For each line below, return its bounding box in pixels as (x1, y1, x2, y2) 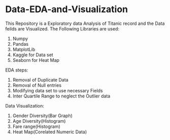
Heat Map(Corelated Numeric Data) (12, 128, 87, 135)
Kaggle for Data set (12, 52, 53, 58)
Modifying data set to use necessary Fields (12, 87, 103, 93)
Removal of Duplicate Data (12, 77, 69, 83)
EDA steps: (5, 67, 28, 73)
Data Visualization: (5, 102, 45, 109)
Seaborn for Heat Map (12, 57, 60, 63)
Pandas (12, 41, 29, 47)
